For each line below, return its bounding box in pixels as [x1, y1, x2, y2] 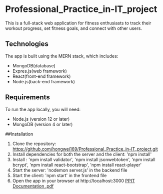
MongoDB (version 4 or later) [12, 121, 73, 127]
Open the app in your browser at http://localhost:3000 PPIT [12, 178, 135, 184]
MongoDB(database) [12, 62, 56, 68]
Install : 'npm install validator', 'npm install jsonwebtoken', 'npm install [12, 156, 156, 163]
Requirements [5, 93, 50, 102]
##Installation [5, 131, 33, 137]
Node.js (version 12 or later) [12, 116, 70, 122]
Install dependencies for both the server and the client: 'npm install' [12, 151, 152, 157]
